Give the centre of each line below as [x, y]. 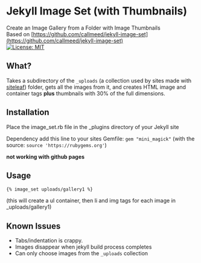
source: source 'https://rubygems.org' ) [56, 145]
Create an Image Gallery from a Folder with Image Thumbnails [84, 28]
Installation [28, 112]
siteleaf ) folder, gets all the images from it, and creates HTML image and [96, 87]
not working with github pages [46, 157]
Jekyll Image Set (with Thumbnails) [97, 11]
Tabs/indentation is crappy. [49, 241]
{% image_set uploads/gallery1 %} [50, 189]
